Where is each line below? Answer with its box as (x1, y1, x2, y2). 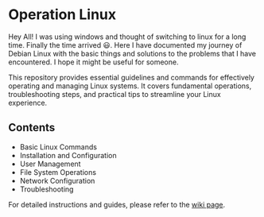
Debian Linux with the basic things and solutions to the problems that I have (8, 48, 257, 58)
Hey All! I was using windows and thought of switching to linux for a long (8, 32, 247, 41)
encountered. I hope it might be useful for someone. (8, 57, 179, 67)
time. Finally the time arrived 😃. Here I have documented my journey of (8, 40, 243, 49)
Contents (8, 121, 56, 134)
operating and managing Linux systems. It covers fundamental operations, (8, 81, 252, 91)
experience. (8, 98, 48, 107)
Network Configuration (19, 176, 95, 185)
